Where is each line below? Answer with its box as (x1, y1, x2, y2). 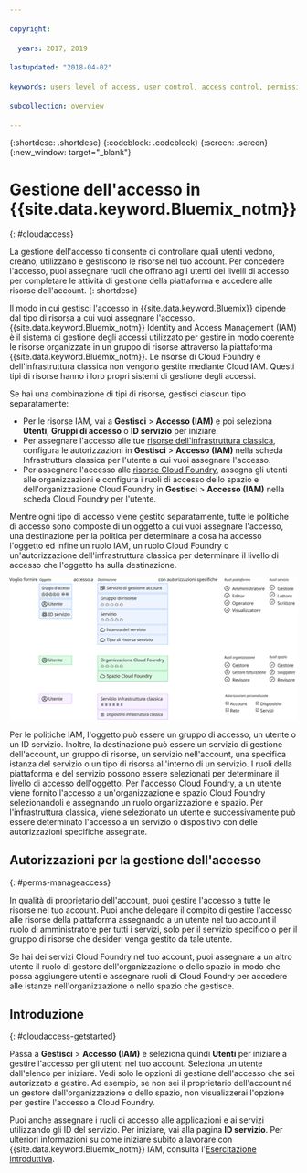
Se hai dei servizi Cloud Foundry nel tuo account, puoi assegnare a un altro (9, 951, 292, 962)
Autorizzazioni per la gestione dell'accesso (9, 852, 262, 868)
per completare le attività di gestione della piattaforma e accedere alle (9, 275, 273, 287)
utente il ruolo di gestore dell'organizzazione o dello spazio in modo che (9, 960, 281, 972)
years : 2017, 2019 (17, 44, 89, 53)
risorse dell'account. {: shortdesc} (9, 285, 139, 296)
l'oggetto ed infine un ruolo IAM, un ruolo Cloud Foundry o (9, 540, 229, 552)
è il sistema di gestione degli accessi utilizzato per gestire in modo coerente (9, 332, 295, 343)
